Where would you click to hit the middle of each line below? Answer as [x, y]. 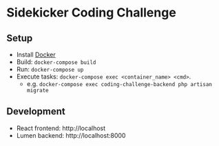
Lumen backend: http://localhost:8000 [71, 135]
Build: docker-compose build [56, 62]
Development [36, 112]
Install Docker [36, 54]
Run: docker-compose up [50, 69]
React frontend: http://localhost [61, 128]
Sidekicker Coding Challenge [91, 13]
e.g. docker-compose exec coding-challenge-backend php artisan [119, 84]
